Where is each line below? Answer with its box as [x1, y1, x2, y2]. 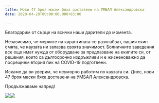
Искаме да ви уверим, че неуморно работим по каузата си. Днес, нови [5, 69, 154, 74]
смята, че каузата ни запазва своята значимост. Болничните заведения [5, 44, 155, 50]
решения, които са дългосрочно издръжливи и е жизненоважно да [5, 54, 146, 60]
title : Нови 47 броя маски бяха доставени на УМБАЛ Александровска [5, 7, 145, 12]
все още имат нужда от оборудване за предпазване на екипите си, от [5, 49, 151, 55]
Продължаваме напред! [5, 83, 55, 89]
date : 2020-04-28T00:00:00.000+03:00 [5, 12, 82, 17]
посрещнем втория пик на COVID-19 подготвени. [5, 59, 107, 65]
